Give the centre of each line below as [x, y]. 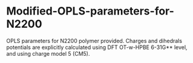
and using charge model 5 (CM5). [48, 53]
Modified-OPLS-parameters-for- [90, 11]
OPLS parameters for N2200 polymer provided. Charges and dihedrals [94, 41]
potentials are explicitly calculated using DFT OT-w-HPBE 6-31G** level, [97, 47]
